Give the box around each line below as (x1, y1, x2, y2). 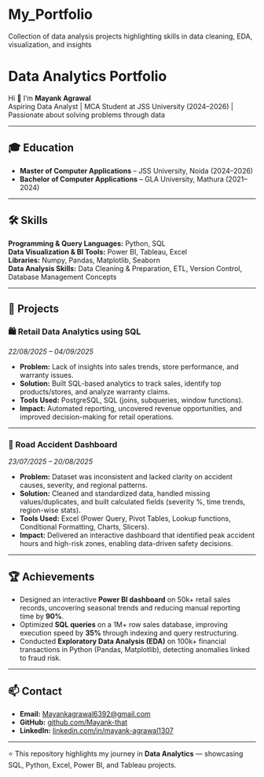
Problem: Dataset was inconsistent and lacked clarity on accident (19, 472, 233, 482)
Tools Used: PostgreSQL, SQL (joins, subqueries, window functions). (19, 395, 244, 405)
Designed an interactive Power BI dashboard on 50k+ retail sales (19, 595, 231, 604)
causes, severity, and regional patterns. (19, 481, 148, 490)
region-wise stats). (19, 505, 81, 515)
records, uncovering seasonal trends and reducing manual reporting (19, 603, 241, 613)
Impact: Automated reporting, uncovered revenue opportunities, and (19, 404, 242, 413)
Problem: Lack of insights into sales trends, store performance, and (19, 362, 240, 372)
